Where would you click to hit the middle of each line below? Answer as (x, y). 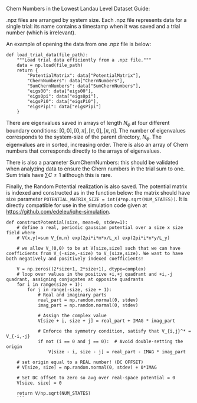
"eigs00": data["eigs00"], (60, 91)
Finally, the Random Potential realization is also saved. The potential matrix (97, 186)
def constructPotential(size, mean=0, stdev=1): (67, 222)
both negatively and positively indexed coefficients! (75, 259)
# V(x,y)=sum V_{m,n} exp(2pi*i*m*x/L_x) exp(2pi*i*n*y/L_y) (93, 238)
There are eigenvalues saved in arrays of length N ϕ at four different (88, 124)
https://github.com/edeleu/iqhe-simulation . (58, 211)
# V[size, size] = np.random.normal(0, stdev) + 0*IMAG (87, 367)
